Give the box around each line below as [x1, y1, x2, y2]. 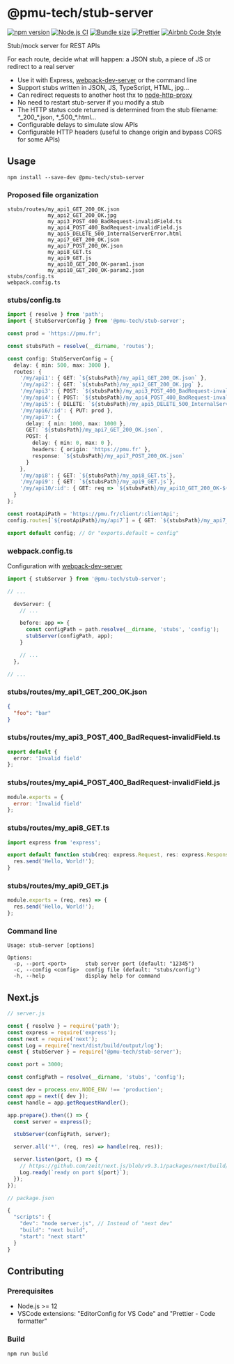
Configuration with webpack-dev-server [7, 561, 123, 570]
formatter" [17, 1317, 47, 1326]
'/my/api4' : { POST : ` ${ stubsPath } [19, 394, 123, 402]
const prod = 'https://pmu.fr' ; [7, 330, 101, 338]
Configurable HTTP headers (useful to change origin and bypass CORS [17, 128, 222, 136]
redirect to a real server [7, 62, 75, 70]
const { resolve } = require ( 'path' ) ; [7, 1022, 120, 1029]
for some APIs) [17, 135, 61, 144]
